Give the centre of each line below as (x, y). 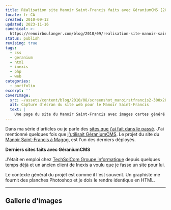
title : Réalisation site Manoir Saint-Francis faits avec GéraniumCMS (82, 10)
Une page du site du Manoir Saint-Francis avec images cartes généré (90, 114)
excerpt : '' (18, 90)
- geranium (21, 57)
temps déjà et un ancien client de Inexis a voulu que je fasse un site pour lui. (85, 165)
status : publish (22, 39)
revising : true (21, 43)
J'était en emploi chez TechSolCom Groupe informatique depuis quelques (83, 159)
